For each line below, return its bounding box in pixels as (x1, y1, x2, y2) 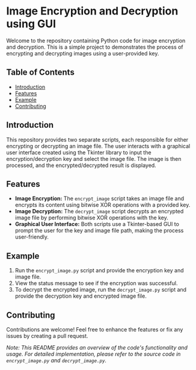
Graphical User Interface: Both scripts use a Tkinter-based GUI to (14, 221, 179, 228)
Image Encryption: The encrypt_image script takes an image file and (14, 195, 185, 202)
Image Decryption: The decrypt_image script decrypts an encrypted (14, 208, 184, 215)
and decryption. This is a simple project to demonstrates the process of (6, 43, 183, 51)
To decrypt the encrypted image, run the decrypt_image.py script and (14, 286, 187, 293)
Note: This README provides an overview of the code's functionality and (6, 344, 188, 351)
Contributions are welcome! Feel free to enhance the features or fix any (6, 326, 183, 333)
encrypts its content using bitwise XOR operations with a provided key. (14, 201, 191, 209)
